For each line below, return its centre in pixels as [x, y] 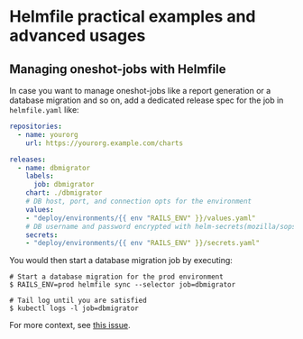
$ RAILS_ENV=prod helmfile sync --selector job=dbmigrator [123, 285]
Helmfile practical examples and [133, 17]
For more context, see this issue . [70, 325]
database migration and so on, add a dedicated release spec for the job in [147, 100]
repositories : [36, 126]
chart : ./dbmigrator [64, 193]
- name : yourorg [48, 134]
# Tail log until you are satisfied [78, 301]
